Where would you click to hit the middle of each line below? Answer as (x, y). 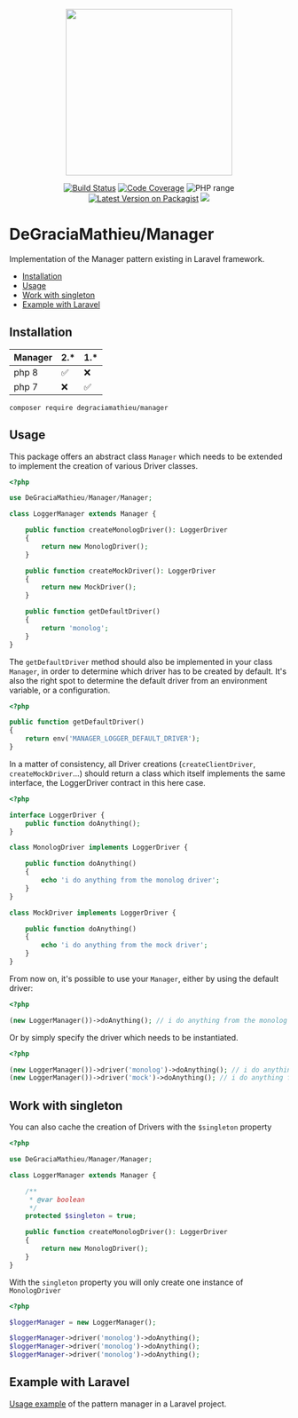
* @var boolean (57, 1200)
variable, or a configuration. (60, 690)
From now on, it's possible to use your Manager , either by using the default (144, 978)
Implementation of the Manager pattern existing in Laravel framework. (137, 258)
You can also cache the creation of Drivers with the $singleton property (141, 1127)
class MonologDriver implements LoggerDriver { (99, 848)
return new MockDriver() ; (89, 587)
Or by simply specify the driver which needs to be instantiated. (124, 1037)
